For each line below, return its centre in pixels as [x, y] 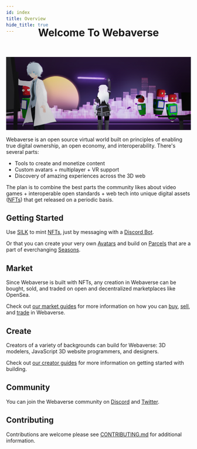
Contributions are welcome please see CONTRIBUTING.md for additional [94, 434]
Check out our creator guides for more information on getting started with [95, 363]
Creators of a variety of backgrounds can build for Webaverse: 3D [86, 345]
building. [17, 369]
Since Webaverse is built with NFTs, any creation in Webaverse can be [91, 283]
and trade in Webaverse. [36, 313]
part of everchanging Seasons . [43, 250]
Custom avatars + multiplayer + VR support [67, 169]
